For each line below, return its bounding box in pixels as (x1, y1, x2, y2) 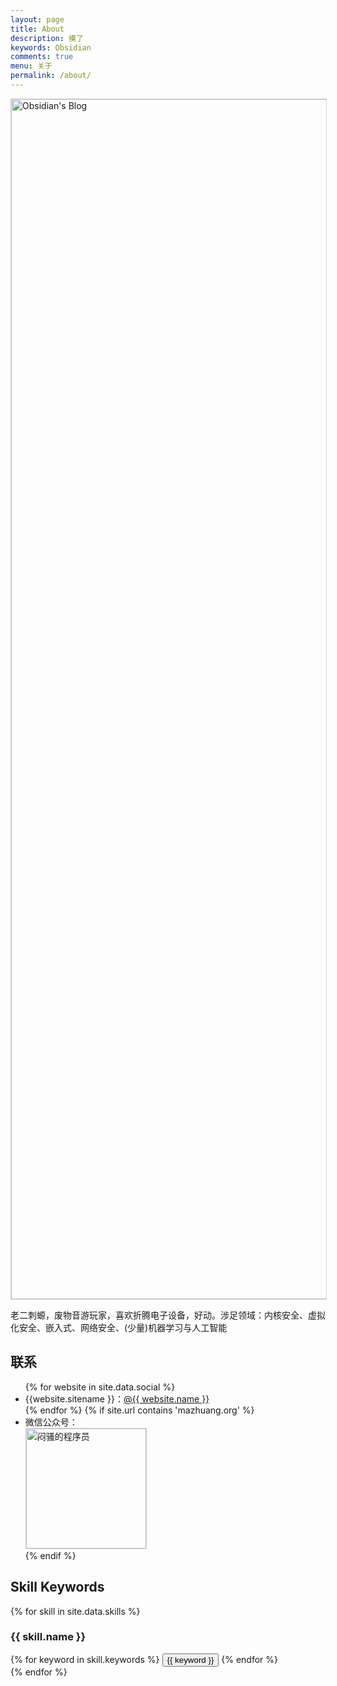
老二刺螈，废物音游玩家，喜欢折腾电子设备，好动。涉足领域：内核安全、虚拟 (10, 1309, 326, 1321)
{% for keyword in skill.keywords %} (10, 1653, 160, 1665)
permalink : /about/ (10, 71, 92, 81)
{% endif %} (24, 1549, 77, 1561)
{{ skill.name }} (10, 1630, 87, 1644)
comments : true (10, 52, 74, 62)
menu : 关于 (10, 61, 53, 71)
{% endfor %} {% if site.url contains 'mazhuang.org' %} (24, 1404, 255, 1416)
